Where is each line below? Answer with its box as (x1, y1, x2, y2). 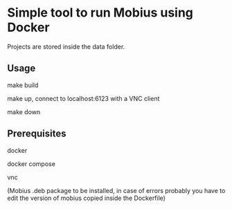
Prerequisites (7, 128, 66, 140)
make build (7, 81, 39, 89)
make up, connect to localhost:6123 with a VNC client (7, 94, 160, 102)
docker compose (7, 159, 55, 167)
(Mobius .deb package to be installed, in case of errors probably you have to (7, 186, 226, 194)
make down (7, 107, 41, 116)
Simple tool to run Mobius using (7, 5, 194, 21)
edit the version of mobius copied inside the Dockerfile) (7, 194, 166, 202)
